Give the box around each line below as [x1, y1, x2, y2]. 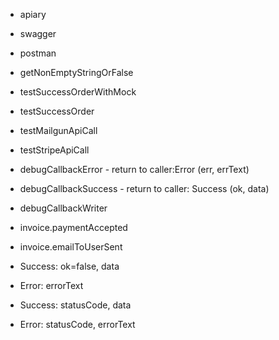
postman [19, 47, 57, 59]
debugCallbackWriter [19, 202, 108, 214]
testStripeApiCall [19, 144, 90, 156]
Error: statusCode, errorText [19, 319, 136, 330]
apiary [19, 9, 47, 20]
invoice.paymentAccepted [19, 222, 128, 233]
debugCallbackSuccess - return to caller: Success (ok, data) [19, 183, 270, 194]
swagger [19, 28, 57, 39]
